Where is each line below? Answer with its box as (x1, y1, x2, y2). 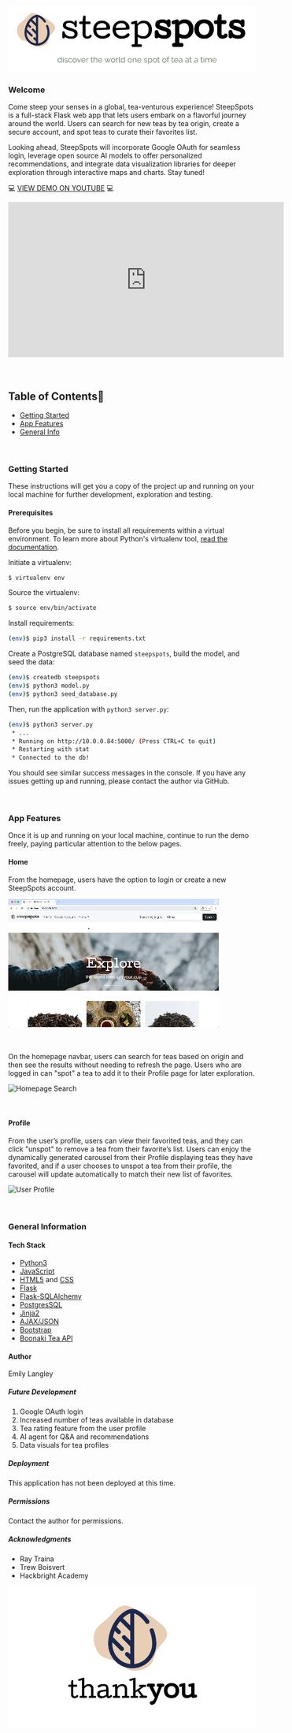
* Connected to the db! (11, 754, 90, 762)
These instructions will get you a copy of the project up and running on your (8, 482, 254, 491)
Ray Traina (19, 1554, 55, 1564)
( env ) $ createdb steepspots (8, 674, 101, 682)
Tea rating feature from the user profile (19, 1424, 146, 1434)
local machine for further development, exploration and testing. (8, 490, 213, 500)
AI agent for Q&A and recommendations (19, 1432, 150, 1441)
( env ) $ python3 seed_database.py (8, 690, 118, 698)
